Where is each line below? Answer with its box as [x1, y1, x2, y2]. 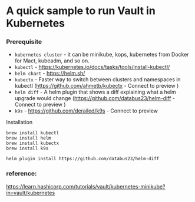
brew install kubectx [6, 140, 60, 147]
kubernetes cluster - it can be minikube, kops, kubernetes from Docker [14, 51, 190, 58]
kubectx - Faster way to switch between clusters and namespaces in [14, 76, 181, 83]
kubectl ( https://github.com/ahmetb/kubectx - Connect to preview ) [14, 82, 179, 90]
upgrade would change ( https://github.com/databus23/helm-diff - [14, 95, 176, 102]
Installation [6, 119, 33, 126]
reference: [6, 170, 37, 178]
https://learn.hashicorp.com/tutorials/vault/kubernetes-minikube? [6, 183, 166, 190]
